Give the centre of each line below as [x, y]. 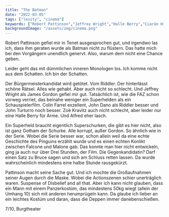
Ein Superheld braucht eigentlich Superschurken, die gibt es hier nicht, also [83, 126]
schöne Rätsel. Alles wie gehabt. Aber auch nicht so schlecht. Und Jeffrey [82, 89]
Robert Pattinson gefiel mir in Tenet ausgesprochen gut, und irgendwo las [81, 43]
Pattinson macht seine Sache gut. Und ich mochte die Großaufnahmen [78, 173]
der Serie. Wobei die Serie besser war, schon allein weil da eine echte [77, 136]
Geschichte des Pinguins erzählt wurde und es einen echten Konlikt [75, 142]
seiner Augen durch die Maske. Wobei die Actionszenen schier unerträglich [83, 178]
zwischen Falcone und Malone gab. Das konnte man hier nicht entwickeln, [82, 147]
